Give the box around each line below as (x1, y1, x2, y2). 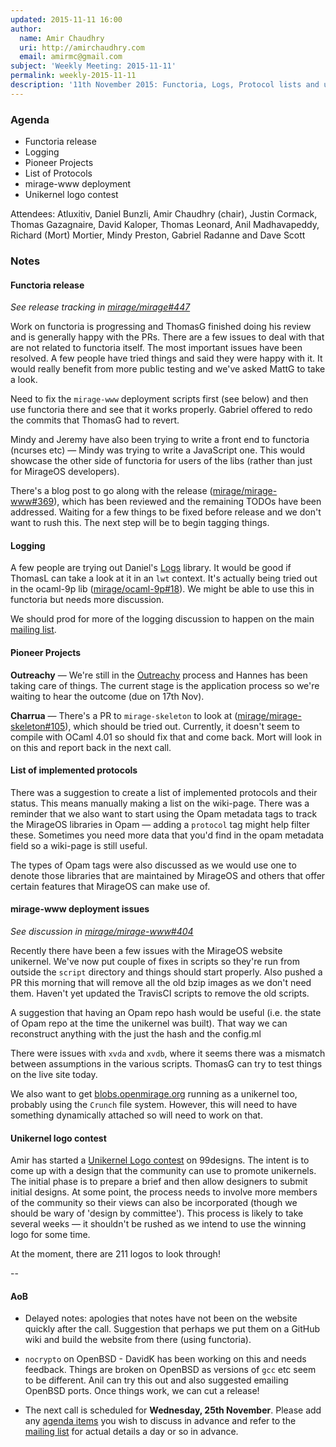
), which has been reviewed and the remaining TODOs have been (53, 496, 322, 508)
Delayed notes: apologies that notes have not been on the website (24, 1312, 298, 1325)
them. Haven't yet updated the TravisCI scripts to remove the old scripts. (10, 987, 310, 999)
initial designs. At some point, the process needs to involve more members (10, 1186, 318, 1198)
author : (10, 24, 43, 34)
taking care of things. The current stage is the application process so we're (10, 679, 320, 691)
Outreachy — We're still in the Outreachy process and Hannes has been (10, 669, 308, 681)
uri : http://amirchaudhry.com (19, 42, 145, 53)
